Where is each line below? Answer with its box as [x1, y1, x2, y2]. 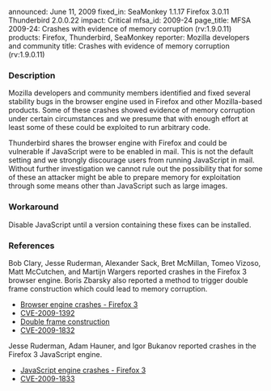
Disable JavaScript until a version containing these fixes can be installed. [8, 220, 252, 229]
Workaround [8, 201, 59, 212]
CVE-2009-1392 [19, 308, 75, 317]
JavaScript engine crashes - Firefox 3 [19, 365, 146, 375]
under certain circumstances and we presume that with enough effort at [8, 114, 248, 124]
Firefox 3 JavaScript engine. [8, 349, 103, 359]
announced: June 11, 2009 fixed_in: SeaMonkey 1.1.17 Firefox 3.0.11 [8, 7, 230, 16]
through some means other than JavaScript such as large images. [8, 181, 228, 191]
